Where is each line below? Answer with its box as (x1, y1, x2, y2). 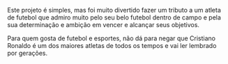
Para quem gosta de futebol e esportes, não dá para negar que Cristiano (7, 34, 216, 42)
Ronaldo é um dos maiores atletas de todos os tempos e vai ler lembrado (7, 42, 217, 49)
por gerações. (7, 49, 48, 57)
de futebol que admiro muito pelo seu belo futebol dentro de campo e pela (7, 13, 222, 22)
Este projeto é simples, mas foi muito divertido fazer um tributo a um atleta (7, 6, 222, 14)
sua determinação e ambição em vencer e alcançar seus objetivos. (7, 21, 200, 29)
